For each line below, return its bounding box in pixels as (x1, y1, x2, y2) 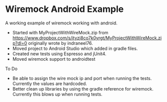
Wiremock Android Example (5, 3, 124, 15)
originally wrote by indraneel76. (28, 40, 93, 46)
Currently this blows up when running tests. (12, 91, 102, 97)
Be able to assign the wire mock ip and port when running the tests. (12, 75, 152, 81)
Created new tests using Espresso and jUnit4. (12, 51, 106, 57)
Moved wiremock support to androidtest (12, 56, 96, 62)
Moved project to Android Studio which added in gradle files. (12, 45, 138, 51)
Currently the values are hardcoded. (12, 81, 87, 87)
